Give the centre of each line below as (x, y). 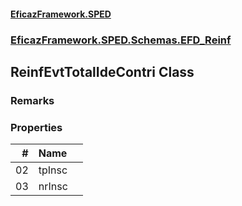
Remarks (32, 100)
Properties (36, 127)
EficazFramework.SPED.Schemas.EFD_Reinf (121, 40)
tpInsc (53, 170)
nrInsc (53, 187)
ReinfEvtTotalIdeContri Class (102, 71)
